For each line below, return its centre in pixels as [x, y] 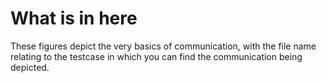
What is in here [74, 18]
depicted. [30, 67]
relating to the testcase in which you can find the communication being [156, 56]
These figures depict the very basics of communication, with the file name [163, 46]
